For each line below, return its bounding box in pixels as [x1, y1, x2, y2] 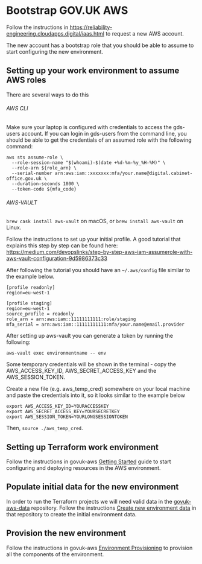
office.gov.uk [6, 176, 42, 182]
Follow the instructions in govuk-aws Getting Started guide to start [6, 458, 171, 465]
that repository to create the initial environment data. [6, 510, 137, 518]
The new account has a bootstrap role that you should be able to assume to [6, 42, 194, 49]
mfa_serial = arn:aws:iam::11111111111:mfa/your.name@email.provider [6, 322, 185, 328]
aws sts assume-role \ [6, 154, 63, 160]
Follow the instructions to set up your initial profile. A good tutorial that [6, 236, 181, 243]
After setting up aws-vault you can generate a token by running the [6, 332, 174, 340]
